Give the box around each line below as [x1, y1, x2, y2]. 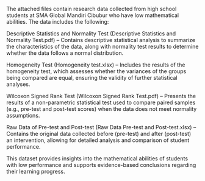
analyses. [6, 80, 31, 88]
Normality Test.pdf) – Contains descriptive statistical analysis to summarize [6, 37, 196, 43]
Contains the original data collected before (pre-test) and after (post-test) [6, 130, 192, 137]
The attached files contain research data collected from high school [6, 5, 177, 12]
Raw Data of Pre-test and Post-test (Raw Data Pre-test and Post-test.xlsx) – [6, 124, 196, 130]
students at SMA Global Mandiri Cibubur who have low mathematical [6, 12, 179, 19]
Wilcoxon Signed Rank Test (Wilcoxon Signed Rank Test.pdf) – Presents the [6, 93, 196, 99]
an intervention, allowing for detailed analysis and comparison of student [6, 137, 190, 144]
